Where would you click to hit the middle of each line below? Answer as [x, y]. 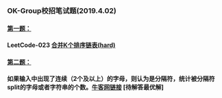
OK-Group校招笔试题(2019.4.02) [62, 10]
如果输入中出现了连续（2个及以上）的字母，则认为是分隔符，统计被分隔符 [111, 79]
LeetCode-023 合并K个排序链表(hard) [61, 45]
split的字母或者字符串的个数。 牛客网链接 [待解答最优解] [86, 87]
